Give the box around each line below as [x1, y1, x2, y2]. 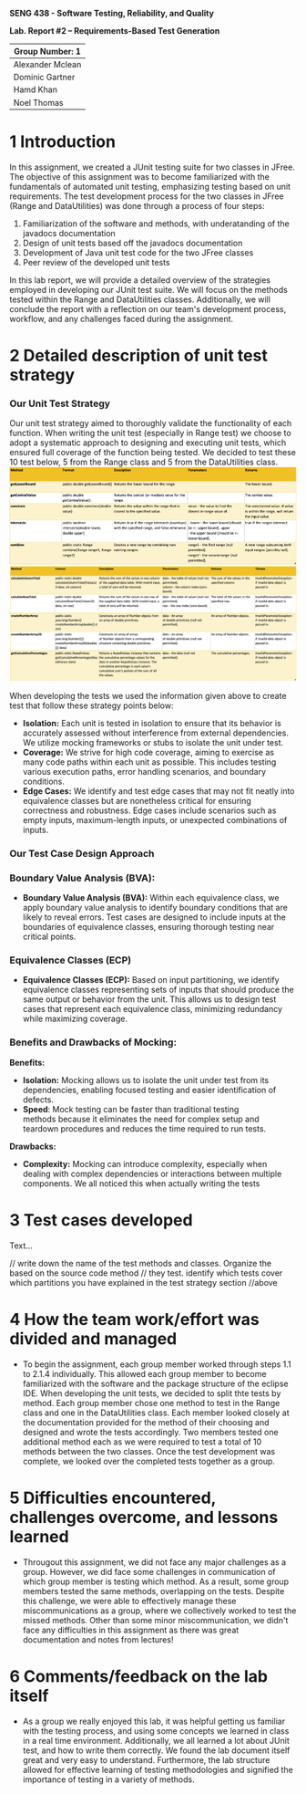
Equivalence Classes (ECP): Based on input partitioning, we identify [22, 975, 280, 986]
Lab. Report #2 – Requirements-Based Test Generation [9, 26, 220, 36]
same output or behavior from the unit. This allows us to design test [22, 994, 277, 1005]
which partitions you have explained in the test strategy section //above [9, 1277, 278, 1288]
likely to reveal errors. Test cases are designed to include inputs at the [22, 912, 287, 923]
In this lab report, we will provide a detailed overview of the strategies [9, 274, 271, 286]
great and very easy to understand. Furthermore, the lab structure [22, 1754, 270, 1765]
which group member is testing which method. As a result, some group [22, 1576, 290, 1587]
